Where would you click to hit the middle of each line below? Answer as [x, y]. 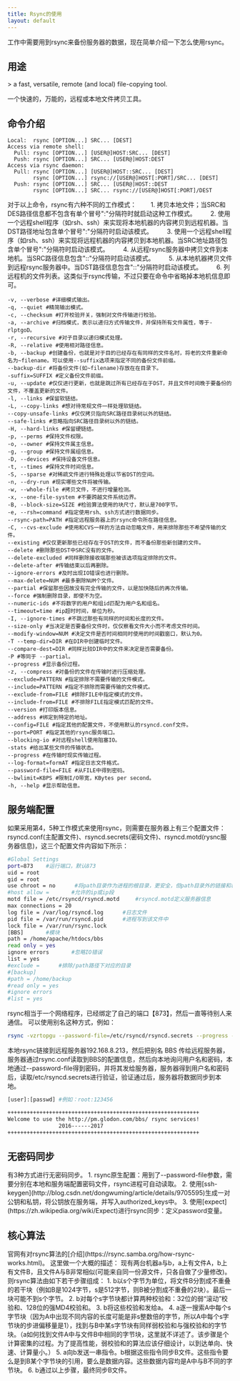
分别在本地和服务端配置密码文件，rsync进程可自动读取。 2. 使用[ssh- [115, 1184]
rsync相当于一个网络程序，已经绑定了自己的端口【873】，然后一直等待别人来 [120, 1013]
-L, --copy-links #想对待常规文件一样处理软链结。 [76, 407]
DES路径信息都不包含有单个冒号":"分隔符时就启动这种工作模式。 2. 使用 [119, 214]
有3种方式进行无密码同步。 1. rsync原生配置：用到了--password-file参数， [117, 1175]
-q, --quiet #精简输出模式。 [47, 308]
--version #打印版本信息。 [44, 710]
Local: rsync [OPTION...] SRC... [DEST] [70, 141]
